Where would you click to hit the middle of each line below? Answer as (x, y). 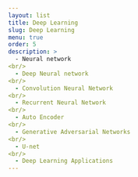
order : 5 (22, 45)
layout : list (29, 15)
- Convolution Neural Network (64, 88)
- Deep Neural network (52, 74)
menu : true (26, 37)
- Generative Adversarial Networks (73, 132)
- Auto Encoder (40, 117)
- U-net (28, 146)
